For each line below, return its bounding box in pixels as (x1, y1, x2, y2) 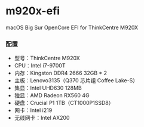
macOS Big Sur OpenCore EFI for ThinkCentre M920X (5, 24, 139, 31)
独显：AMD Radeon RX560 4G (14, 92, 90, 99)
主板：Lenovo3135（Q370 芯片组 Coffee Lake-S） (14, 77, 139, 84)
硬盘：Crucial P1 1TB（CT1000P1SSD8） (14, 100, 114, 107)
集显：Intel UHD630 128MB (14, 85, 82, 92)
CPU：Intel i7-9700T (14, 62, 66, 69)
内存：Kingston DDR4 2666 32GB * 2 (14, 70, 108, 77)
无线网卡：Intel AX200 (14, 114, 70, 122)
